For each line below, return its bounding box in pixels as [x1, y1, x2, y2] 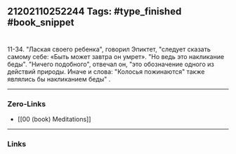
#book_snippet [7, 17, 75, 29]
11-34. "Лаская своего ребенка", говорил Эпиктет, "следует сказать [7, 45, 211, 53]
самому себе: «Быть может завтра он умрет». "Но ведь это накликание [7, 52, 225, 60]
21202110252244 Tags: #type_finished [7, 6, 182, 18]
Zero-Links [7, 98, 46, 108]
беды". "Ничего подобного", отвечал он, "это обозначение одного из [7, 60, 214, 68]
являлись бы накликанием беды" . [7, 75, 111, 83]
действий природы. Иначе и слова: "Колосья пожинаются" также [7, 67, 205, 76]
